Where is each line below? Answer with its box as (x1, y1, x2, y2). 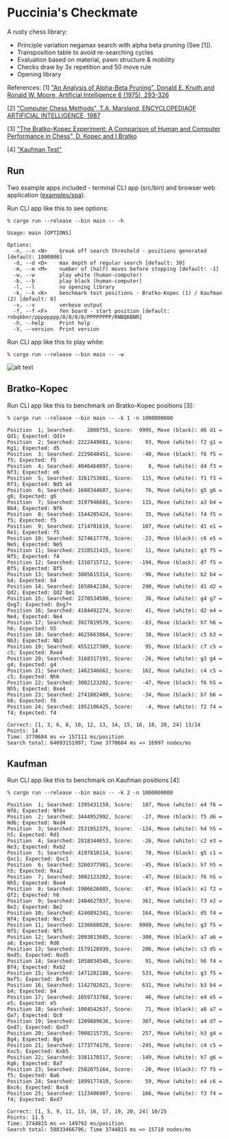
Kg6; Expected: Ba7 (7, 1060, 63, 1067)
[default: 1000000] (7, 253, 63, 261)
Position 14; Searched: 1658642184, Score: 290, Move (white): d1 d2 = (7, 583, 223, 590)
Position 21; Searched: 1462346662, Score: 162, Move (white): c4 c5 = (7, 667, 223, 674)
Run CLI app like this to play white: (7, 338, 105, 346)
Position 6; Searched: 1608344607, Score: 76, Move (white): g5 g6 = (7, 487, 223, 494)
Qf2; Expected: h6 (7, 892, 60, 898)
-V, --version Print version (13, 325, 99, 333)
